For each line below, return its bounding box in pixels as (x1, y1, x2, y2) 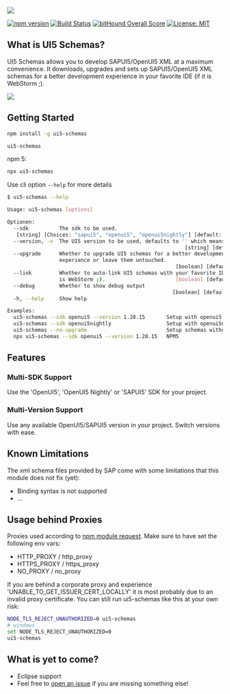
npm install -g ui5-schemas (7, 130, 88, 137)
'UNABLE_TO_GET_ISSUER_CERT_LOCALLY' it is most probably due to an (7, 588, 214, 596)
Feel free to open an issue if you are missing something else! (16, 679, 189, 687)
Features (7, 352, 46, 363)
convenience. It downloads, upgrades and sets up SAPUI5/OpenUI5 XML (7, 64, 213, 73)
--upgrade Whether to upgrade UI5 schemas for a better (13, 250, 192, 257)
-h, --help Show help (13, 295, 88, 302)
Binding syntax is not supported (16, 487, 107, 495)
